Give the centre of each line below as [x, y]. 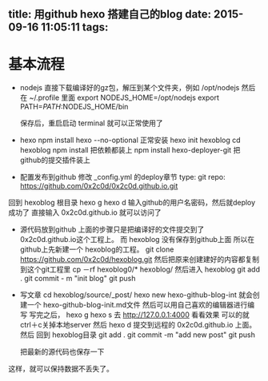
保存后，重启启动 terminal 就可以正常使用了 [91, 123]
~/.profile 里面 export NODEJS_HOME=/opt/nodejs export [124, 97]
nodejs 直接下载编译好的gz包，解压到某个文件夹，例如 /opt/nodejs [130, 88]
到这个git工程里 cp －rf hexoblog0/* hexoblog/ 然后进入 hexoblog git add [140, 269]
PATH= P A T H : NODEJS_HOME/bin [74, 107]
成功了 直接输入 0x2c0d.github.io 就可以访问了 [85, 212]
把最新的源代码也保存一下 [62, 352]
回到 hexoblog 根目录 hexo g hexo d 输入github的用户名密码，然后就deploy [132, 203]
